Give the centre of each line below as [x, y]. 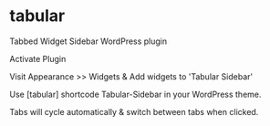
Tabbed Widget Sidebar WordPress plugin [88, 41]
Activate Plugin [38, 58]
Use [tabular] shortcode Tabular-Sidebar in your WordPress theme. [135, 94]
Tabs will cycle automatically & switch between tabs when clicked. [134, 111]
